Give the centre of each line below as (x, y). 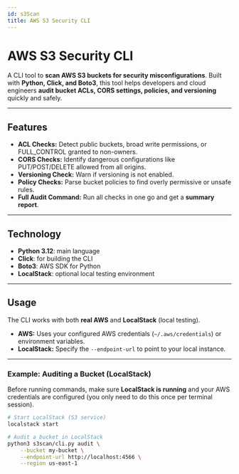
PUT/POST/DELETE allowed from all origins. (82, 167)
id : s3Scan (23, 14)
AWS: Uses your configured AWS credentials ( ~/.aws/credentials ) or (119, 333)
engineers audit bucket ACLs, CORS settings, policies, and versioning (112, 90)
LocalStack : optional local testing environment (86, 274)
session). (21, 405)
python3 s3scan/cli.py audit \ (54, 443)
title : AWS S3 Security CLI (49, 21)
